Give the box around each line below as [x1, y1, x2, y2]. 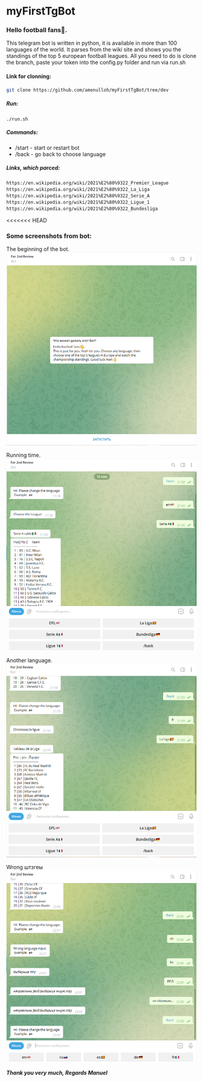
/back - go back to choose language [14, 150, 106, 158]
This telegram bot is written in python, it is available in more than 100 [6, 39, 177, 47]
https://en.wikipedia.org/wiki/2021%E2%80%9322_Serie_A [6, 193, 150, 199]
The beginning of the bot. [6, 246, 69, 253]
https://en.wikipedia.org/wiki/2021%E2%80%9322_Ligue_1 [6, 200, 150, 206]
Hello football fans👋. [6, 26, 68, 34]
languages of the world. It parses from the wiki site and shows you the [6, 46, 181, 53]
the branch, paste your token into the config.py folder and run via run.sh [6, 59, 186, 66]
